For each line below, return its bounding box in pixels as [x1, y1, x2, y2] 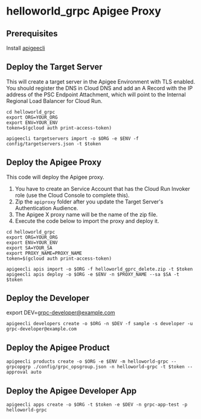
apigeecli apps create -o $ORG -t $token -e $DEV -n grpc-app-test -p [6, 401, 188, 408]
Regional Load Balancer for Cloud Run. [6, 97, 103, 104]
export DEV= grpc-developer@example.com [6, 309, 116, 316]
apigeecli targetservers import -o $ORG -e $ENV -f [6, 135, 139, 142]
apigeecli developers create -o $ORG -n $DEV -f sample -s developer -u [6, 321, 193, 327]
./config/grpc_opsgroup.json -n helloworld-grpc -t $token [33, 364, 185, 370]
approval [6, 369, 28, 375]
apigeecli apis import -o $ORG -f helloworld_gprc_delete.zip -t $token [6, 266, 193, 272]
